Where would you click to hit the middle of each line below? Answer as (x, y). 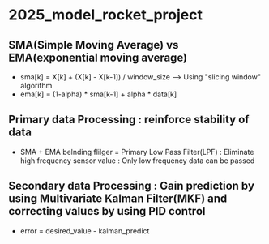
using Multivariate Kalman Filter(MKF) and (118, 199)
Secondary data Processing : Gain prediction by (132, 186)
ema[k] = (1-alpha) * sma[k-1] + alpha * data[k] (98, 94)
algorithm (36, 86)
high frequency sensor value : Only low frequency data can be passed (137, 161)
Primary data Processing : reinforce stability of (129, 120)
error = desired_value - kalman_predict (85, 231)
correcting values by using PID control (107, 211)
